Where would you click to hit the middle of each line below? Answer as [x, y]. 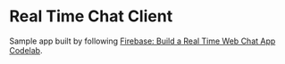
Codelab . [26, 50]
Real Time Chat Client [91, 16]
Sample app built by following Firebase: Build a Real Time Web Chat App [142, 41]
